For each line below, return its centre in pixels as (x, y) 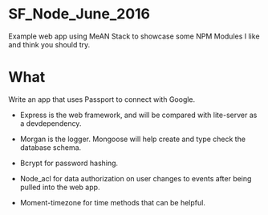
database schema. (51, 147)
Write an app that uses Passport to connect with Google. (102, 99)
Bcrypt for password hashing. (69, 163)
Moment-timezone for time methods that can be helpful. (113, 202)
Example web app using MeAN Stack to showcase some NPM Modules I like (134, 36)
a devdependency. (51, 123)
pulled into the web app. (60, 187)
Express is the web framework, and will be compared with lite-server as (138, 115)
